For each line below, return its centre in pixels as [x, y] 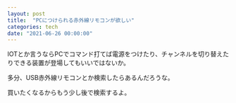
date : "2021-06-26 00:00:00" [50, 33]
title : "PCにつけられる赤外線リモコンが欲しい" [71, 20]
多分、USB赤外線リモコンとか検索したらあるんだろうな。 [91, 78]
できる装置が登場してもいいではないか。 [72, 63]
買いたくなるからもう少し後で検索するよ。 [69, 92]
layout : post [26, 14]
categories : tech [33, 27]
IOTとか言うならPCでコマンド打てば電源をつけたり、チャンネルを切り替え [115, 54]
